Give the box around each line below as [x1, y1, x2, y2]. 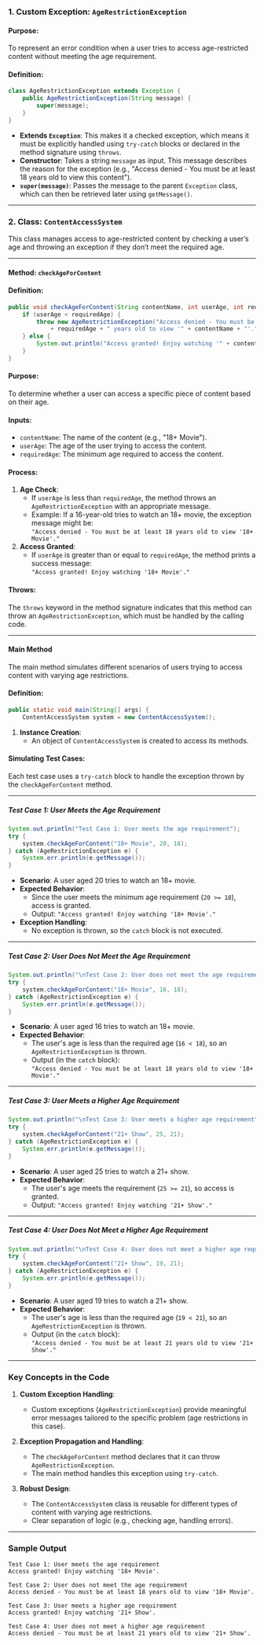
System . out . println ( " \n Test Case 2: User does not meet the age [8, 971, 223, 979]
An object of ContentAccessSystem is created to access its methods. [31, 736, 249, 745]
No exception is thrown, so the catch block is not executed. [31, 926, 223, 935]
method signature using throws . [19, 147, 122, 157]
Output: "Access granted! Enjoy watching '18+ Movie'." [31, 909, 216, 919]
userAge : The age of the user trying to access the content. [19, 441, 207, 451]
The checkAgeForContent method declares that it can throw [31, 1452, 221, 1462]
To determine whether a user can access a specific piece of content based [8, 389, 251, 398]
